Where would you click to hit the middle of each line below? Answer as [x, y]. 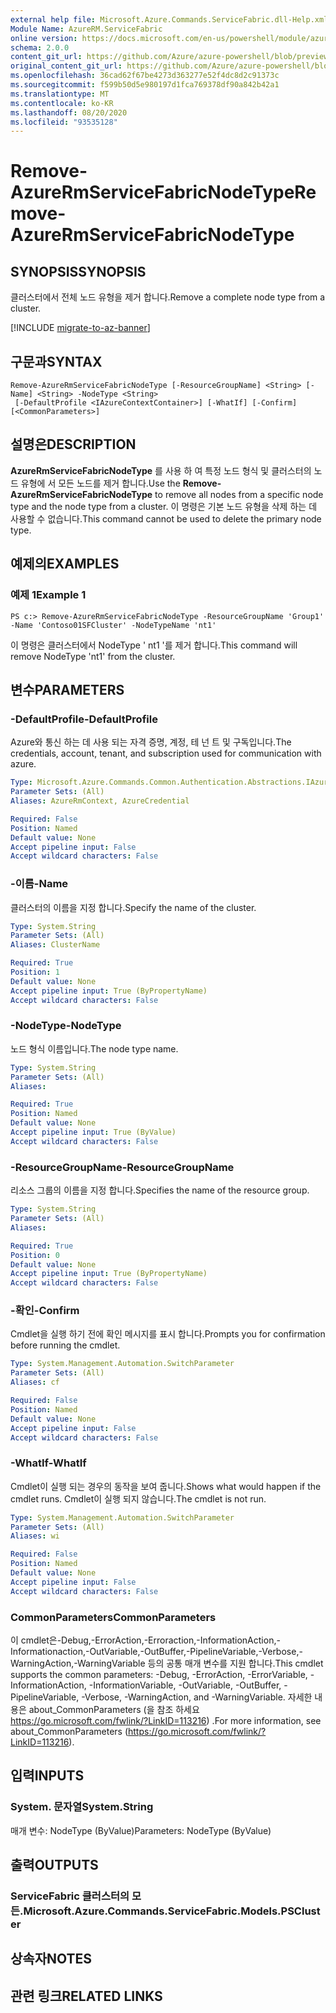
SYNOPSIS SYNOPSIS [78, 271]
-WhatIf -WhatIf [48, 1463]
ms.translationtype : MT [60, 94]
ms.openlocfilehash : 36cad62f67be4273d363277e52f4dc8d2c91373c [145, 76]
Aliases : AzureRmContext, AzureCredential [100, 801]
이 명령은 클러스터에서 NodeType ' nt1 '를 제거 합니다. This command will [154, 645]
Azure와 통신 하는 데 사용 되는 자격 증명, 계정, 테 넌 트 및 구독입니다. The [151, 742]
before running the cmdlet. [65, 1345]
